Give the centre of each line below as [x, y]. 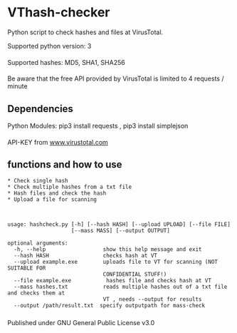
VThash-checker [59, 12]
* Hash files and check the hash [57, 193]
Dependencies [40, 109]
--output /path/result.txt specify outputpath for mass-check [109, 306]
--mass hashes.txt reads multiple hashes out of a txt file [121, 287]
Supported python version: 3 [49, 46]
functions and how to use [65, 164]
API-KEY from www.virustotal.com [58, 142]
